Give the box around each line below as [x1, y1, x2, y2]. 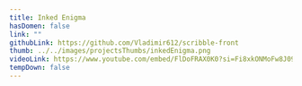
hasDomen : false [9, 21, 70, 30]
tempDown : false [9, 64, 70, 73]
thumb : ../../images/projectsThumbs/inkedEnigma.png [9, 47, 211, 56]
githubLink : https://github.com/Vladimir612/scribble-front [9, 38, 240, 47]
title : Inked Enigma [9, 13, 87, 22]
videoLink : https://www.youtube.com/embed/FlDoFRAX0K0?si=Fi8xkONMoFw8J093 [9, 55, 299, 64]
